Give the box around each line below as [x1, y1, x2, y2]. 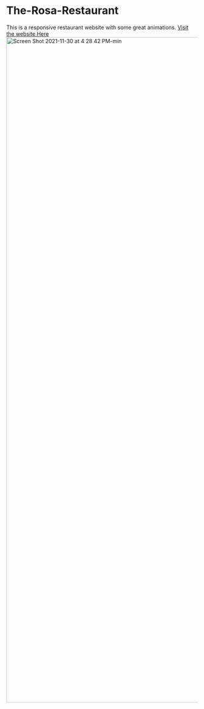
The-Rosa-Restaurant [6, 4, 119, 18]
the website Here [6, 30, 49, 37]
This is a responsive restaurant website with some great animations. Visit [6, 24, 189, 31]
